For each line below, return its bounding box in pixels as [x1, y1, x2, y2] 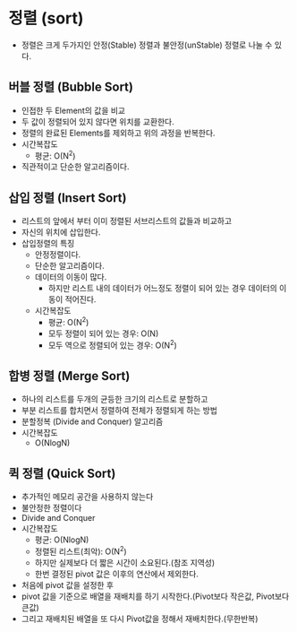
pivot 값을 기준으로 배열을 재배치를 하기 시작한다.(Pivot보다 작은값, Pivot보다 [21, 591, 290, 602]
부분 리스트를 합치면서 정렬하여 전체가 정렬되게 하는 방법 [21, 405, 218, 416]
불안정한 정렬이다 [21, 503, 82, 514]
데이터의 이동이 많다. [34, 272, 107, 282]
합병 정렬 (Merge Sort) [8, 368, 131, 384]
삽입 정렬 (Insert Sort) [8, 190, 127, 205]
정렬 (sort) [8, 8, 84, 29]
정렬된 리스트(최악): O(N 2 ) [34, 544, 127, 557]
